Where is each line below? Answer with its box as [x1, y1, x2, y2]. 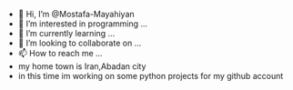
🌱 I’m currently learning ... [17, 28, 116, 38]
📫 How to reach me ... [17, 48, 103, 58]
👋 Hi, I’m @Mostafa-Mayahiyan [17, 9, 135, 19]
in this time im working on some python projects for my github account [17, 71, 284, 81]
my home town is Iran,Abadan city [17, 61, 146, 72]
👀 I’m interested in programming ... [17, 18, 148, 29]
